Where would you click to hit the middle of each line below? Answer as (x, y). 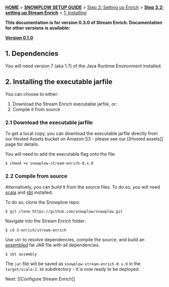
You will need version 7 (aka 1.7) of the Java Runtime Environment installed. (84, 66)
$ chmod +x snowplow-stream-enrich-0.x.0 (49, 163)
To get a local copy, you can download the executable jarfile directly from (81, 133)
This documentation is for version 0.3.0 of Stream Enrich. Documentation (84, 23)
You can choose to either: (32, 94)
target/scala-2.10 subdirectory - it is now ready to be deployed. (73, 269)
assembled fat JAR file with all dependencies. (52, 245)
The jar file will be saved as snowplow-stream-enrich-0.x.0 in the (73, 264)
